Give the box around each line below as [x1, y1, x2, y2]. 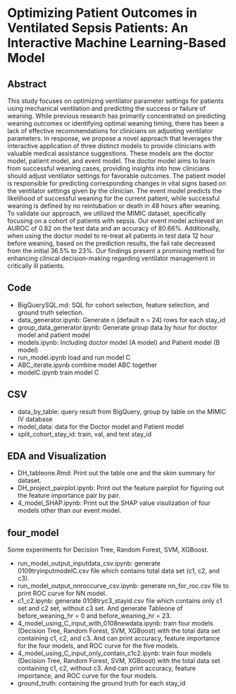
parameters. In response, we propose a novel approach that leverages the [7, 134, 222, 142]
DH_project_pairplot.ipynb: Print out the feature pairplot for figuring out [17, 484, 224, 492]
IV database [17, 415, 53, 423]
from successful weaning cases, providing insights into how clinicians [7, 164, 210, 172]
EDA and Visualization [7, 450, 107, 463]
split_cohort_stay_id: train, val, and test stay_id [17, 430, 152, 438]
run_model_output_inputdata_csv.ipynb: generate [17, 559, 161, 568]
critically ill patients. [7, 262, 66, 269]
